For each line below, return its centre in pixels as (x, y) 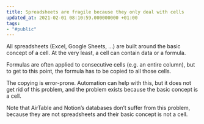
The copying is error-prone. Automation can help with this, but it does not (99, 83)
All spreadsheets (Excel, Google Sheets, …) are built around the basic (94, 46)
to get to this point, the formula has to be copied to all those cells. (89, 71)
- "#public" (21, 29)
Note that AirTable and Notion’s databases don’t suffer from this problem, (98, 108)
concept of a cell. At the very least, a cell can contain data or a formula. (96, 53)
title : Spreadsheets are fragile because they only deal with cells (95, 12)
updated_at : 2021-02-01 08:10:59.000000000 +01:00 (72, 18)
